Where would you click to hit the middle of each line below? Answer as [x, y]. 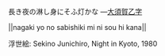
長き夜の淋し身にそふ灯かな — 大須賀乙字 [75, 11]
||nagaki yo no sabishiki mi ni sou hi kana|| [77, 27]
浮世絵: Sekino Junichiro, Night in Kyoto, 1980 [83, 43]
